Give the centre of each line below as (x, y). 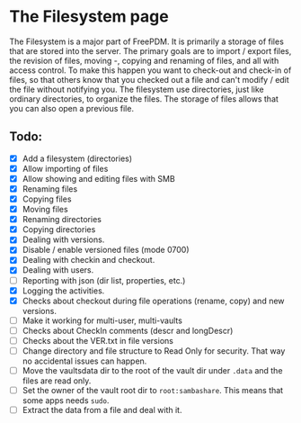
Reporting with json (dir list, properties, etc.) (104, 280)
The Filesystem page (89, 17)
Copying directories (59, 229)
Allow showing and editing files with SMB (98, 178)
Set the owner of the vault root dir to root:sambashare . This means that (153, 390)
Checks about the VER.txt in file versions (97, 340)
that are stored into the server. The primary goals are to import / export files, (150, 50)
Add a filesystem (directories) (77, 158)
